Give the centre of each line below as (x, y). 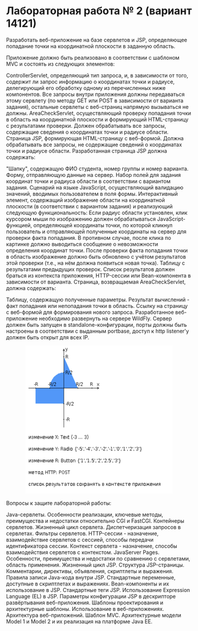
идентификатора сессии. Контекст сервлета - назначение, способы (92, 546)
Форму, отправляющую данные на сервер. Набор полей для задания (93, 175)
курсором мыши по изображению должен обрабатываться (81, 219)
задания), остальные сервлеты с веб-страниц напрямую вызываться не (98, 107)
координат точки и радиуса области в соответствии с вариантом (88, 181)
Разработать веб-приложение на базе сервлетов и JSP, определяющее (97, 40)
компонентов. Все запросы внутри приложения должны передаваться (95, 94)
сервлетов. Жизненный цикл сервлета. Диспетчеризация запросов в (93, 527)
